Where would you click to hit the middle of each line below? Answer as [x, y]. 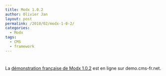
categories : [17, 28]
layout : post [19, 19]
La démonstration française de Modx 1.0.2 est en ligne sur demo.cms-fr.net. [83, 68]
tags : [11, 38]
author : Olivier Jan [27, 14]
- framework [22, 46]
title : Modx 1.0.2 [24, 10]
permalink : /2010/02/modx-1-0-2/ [40, 23]
